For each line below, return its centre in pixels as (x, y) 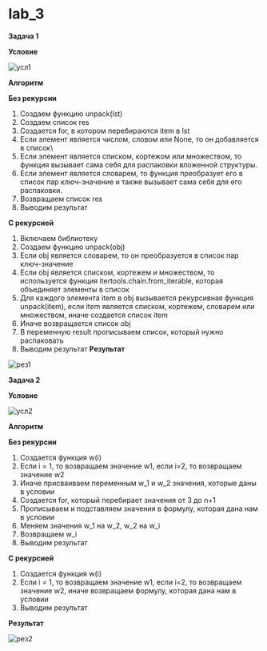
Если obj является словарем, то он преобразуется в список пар (129, 255)
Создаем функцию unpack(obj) (72, 247)
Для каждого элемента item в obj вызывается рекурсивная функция (137, 298)
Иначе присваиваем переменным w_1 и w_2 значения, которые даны (138, 483)
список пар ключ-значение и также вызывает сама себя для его (131, 182)
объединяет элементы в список (74, 289)
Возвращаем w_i (48, 534)
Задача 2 (24, 380)
